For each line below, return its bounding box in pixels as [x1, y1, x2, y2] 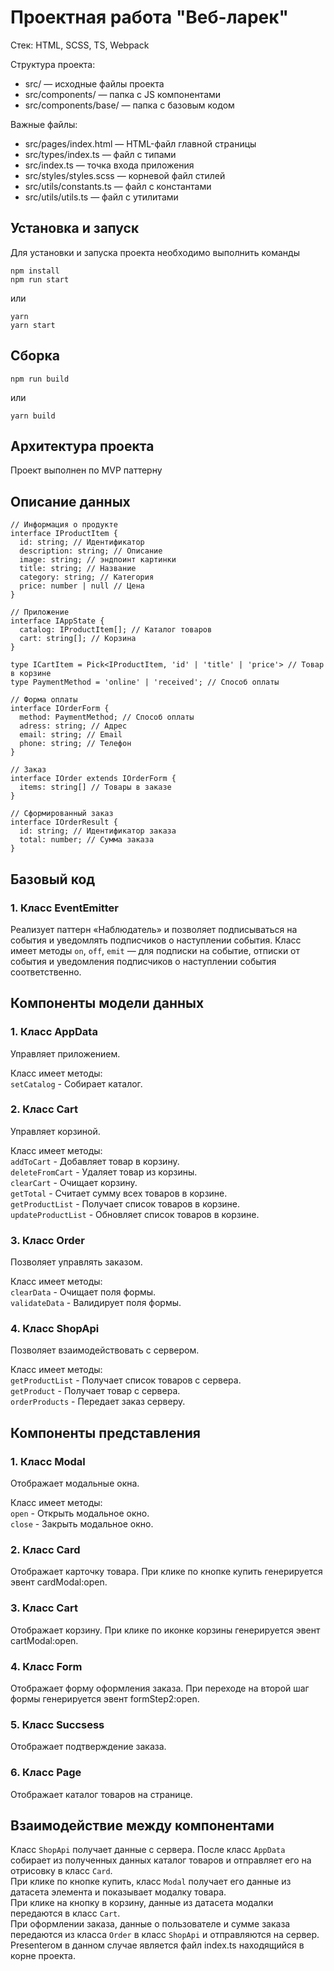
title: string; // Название [19, 564, 137, 574]
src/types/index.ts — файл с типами [24, 148, 177, 160]
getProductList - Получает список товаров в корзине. [10, 1197, 241, 1210]
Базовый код [10, 871, 96, 888]
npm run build [10, 374, 70, 384]
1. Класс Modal [10, 1454, 86, 1468]
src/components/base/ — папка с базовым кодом [24, 99, 235, 111]
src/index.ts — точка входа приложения [24, 159, 195, 171]
